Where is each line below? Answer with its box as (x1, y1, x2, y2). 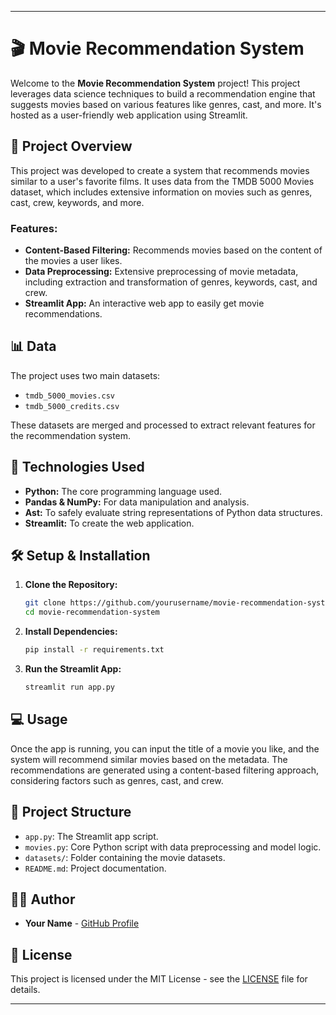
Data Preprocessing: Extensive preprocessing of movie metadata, (24, 266, 299, 278)
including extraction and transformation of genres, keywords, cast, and (24, 276, 318, 288)
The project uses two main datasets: (10, 369, 161, 381)
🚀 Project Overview (10, 138, 133, 155)
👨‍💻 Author (10, 891, 76, 908)
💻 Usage (10, 711, 68, 728)
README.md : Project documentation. (24, 862, 167, 874)
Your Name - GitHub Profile (24, 917, 140, 930)
